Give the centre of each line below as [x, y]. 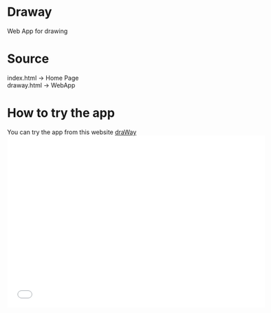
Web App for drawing [37, 31]
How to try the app [61, 113]
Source [28, 59]
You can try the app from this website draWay [72, 132]
